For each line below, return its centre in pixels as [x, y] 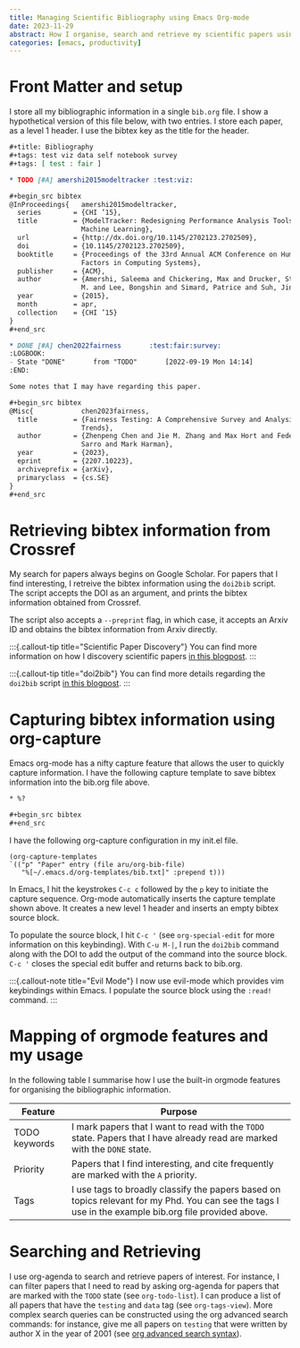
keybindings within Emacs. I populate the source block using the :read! [141, 990]
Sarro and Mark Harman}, [127, 444]
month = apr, [58, 305]
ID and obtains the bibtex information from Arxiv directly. [113, 630]
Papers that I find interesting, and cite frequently [172, 1163]
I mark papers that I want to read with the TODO [168, 1127]
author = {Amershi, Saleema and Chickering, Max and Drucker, [149, 279]
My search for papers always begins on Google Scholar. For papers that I [144, 574]
